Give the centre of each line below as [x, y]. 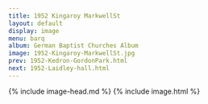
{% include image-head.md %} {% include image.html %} [104, 91]
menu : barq [27, 38]
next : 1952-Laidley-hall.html [59, 69]
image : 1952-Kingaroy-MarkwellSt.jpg [72, 53]
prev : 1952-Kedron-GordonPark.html [68, 61]
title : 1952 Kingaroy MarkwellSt [64, 16]
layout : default [35, 23]
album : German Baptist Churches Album [73, 46]
